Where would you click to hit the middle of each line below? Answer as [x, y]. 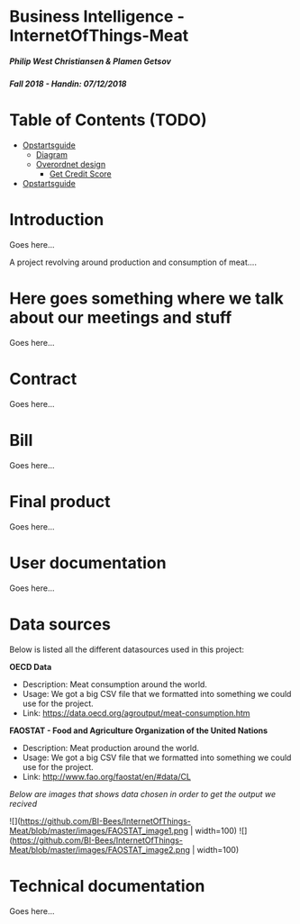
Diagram [51, 155]
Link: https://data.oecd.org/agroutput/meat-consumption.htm [136, 712]
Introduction [57, 220]
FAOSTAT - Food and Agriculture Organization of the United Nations [139, 730]
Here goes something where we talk [146, 299]
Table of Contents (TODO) [108, 120]
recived [23, 803]
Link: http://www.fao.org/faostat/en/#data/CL [107, 776]
